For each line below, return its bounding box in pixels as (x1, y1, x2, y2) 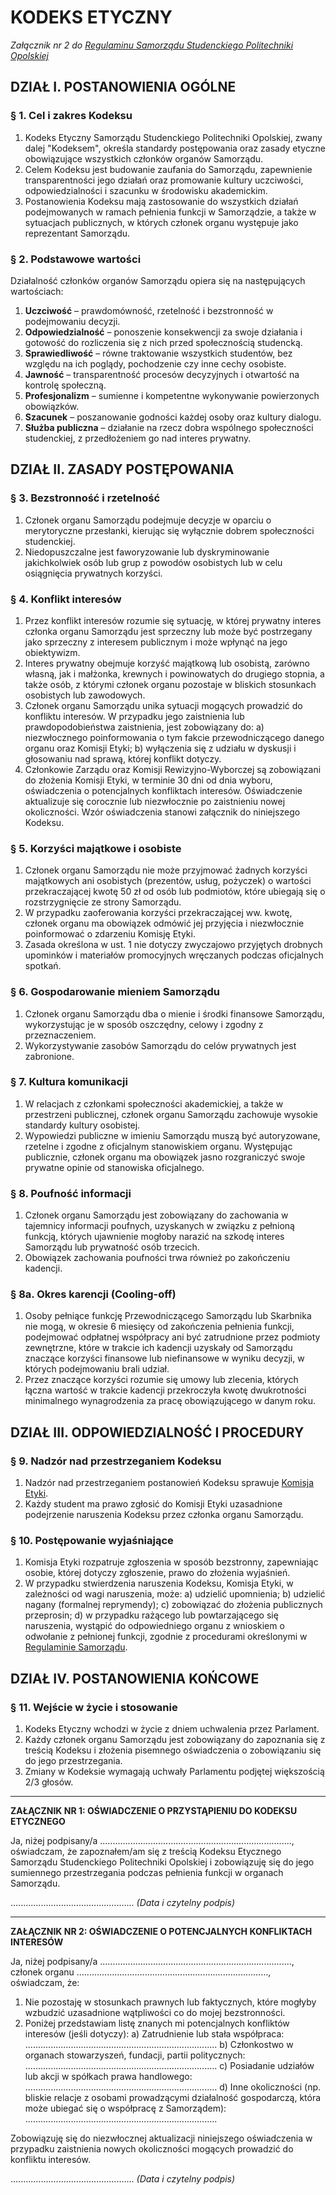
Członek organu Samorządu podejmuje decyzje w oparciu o (24, 514, 272, 526)
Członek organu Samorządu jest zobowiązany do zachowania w (24, 1209, 289, 1221)
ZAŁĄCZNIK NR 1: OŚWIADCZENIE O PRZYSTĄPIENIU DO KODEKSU (10, 1805, 298, 1817)
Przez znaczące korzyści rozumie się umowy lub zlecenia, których (24, 1374, 299, 1386)
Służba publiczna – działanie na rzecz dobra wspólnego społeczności (24, 421, 314, 433)
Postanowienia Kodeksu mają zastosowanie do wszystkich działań (24, 195, 299, 207)
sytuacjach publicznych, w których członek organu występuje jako (24, 216, 299, 228)
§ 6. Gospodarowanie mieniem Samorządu (10, 985, 220, 999)
